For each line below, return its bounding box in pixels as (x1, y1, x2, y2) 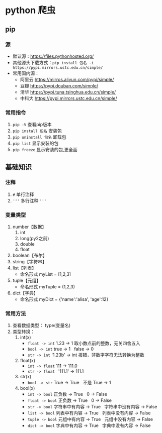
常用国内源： (12, 70, 39, 76)
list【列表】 (12, 265, 37, 271)
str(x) (20, 374, 32, 380)
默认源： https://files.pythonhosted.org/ (12, 53, 94, 59)
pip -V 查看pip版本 (12, 122, 52, 128)
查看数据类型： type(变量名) (12, 322, 71, 329)
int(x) (20, 335, 31, 341)
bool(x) (20, 385, 35, 391)
